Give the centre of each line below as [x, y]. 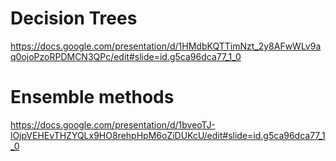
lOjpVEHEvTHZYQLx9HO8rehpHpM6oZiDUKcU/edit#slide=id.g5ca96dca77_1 [168, 135]
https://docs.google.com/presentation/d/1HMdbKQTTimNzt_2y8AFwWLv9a [166, 46]
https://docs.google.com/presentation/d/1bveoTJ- [113, 124]
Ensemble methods [92, 97]
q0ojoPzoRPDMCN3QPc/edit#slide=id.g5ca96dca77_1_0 [126, 56]
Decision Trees [74, 18]
